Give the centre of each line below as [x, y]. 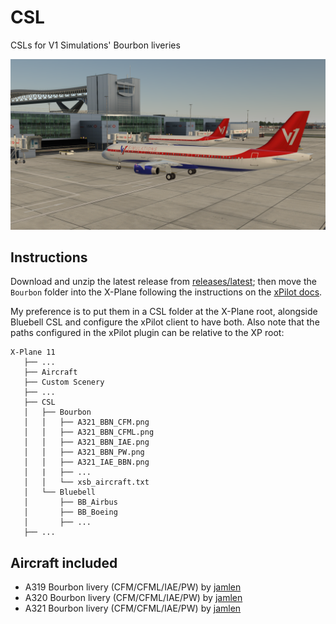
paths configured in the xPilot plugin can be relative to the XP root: [147, 333]
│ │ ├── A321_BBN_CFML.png [89, 432]
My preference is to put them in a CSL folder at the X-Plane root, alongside [164, 312]
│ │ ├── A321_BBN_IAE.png [86, 442]
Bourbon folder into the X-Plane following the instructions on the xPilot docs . [166, 292]
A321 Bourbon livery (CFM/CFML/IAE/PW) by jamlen [133, 608]
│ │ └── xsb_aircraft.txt [86, 482]
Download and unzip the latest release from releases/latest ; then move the [163, 282]
